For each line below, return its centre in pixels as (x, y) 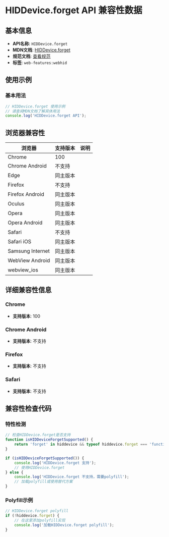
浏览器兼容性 (25, 132)
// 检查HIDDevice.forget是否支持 (38, 435)
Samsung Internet (29, 251)
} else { (14, 472)
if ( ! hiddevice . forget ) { (32, 516)
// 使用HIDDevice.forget (39, 467)
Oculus (16, 204)
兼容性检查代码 (28, 409)
